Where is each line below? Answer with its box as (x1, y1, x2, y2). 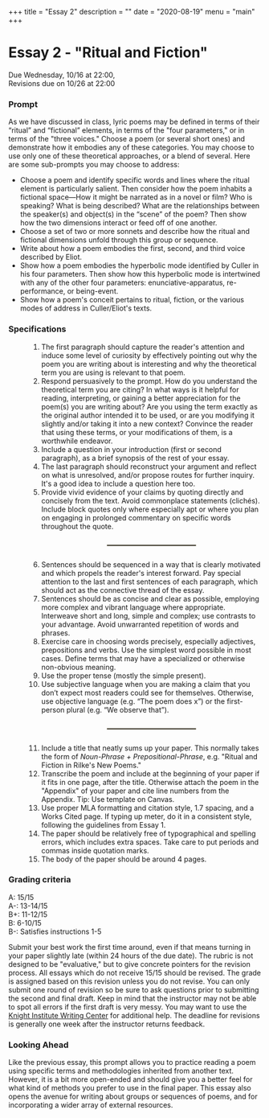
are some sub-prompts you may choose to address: (8, 160, 180, 170)
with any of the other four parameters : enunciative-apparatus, (19, 277, 226, 288)
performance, (19, 286, 66, 296)
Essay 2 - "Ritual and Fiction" (8, 43, 208, 62)
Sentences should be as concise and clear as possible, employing (41, 594, 259, 603)
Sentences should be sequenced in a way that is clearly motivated (41, 559, 261, 569)
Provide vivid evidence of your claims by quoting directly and (41, 487, 244, 497)
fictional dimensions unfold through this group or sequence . (19, 235, 218, 245)
